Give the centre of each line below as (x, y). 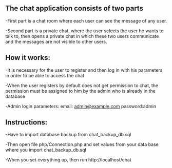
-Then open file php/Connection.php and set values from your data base (82, 144)
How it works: (28, 58)
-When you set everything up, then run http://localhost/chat (69, 160)
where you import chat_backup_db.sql (46, 150)
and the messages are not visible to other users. (56, 41)
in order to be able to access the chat (45, 75)
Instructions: (26, 122)
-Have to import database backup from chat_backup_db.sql (69, 135)
